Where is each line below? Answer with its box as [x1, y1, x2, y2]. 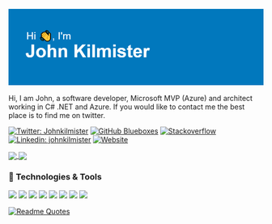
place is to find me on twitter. [8, 111, 105, 120]
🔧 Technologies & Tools [8, 171, 103, 183]
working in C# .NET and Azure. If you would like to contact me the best [8, 102, 245, 112]
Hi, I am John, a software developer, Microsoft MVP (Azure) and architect [8, 94, 253, 104]
